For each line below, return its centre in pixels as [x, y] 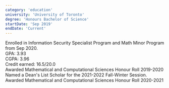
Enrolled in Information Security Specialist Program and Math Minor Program [85, 43]
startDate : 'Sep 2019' [29, 24]
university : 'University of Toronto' [45, 15]
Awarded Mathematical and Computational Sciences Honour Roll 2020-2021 [84, 80]
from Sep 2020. [21, 48]
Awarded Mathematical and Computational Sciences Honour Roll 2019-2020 [84, 70]
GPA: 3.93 [16, 54]
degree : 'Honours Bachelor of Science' [47, 19]
